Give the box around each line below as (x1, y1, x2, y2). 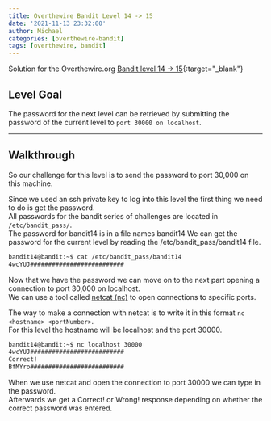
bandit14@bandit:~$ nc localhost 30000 (8, 340, 143, 348)
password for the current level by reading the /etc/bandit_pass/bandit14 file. (8, 237, 261, 246)
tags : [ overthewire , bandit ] (8, 42, 106, 50)
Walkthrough (8, 149, 75, 162)
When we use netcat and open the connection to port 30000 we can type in (8, 377, 261, 387)
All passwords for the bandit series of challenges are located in (8, 211, 219, 221)
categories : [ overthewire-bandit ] (8, 34, 125, 43)
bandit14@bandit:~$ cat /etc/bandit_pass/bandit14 (8, 252, 182, 261)
